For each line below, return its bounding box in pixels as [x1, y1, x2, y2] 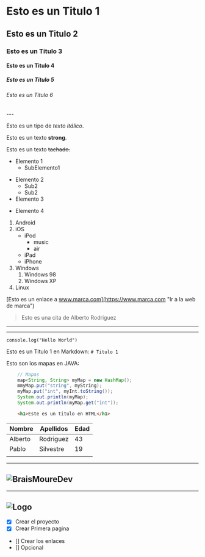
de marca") [6, 302, 35, 309]
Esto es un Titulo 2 [6, 29, 78, 39]
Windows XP [24, 277, 57, 284]
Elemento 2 [15, 176, 44, 183]
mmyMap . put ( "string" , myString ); [17, 383, 103, 389]
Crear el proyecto [15, 518, 60, 525]
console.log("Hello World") [6, 337, 78, 343]
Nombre [9, 424, 34, 433]
